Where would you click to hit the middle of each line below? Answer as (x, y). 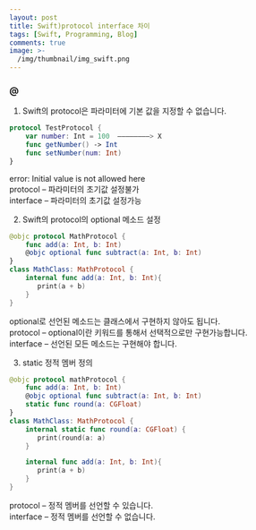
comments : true (38, 43)
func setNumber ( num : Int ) (74, 153)
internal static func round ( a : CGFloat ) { (106, 429)
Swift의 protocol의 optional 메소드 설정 (91, 219)
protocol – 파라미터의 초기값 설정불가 (74, 189)
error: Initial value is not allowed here (77, 178)
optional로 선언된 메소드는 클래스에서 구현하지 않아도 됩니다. (115, 321)
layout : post (34, 17)
